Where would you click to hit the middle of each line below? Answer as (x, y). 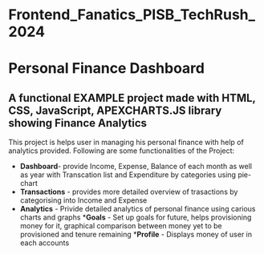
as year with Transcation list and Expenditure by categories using (128, 175)
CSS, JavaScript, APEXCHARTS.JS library (115, 110)
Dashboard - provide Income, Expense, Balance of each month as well (136, 167)
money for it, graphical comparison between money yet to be (121, 226)
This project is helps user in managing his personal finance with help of (126, 143)
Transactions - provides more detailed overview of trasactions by (129, 192)
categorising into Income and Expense (83, 200)
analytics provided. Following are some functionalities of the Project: (122, 151)
